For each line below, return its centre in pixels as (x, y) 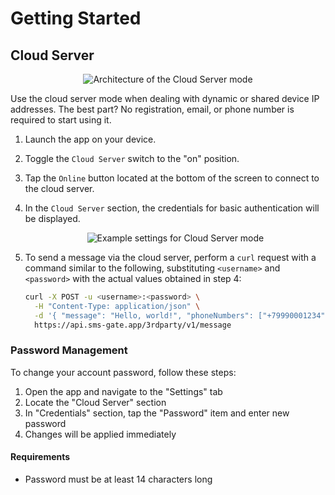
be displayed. (52, 218)
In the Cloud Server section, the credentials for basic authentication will (172, 208)
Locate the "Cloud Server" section (95, 402)
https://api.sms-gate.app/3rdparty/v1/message (133, 325)
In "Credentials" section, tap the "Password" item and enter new (157, 413)
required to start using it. (61, 120)
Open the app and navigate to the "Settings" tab (123, 391)
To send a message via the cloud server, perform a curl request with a (170, 257)
